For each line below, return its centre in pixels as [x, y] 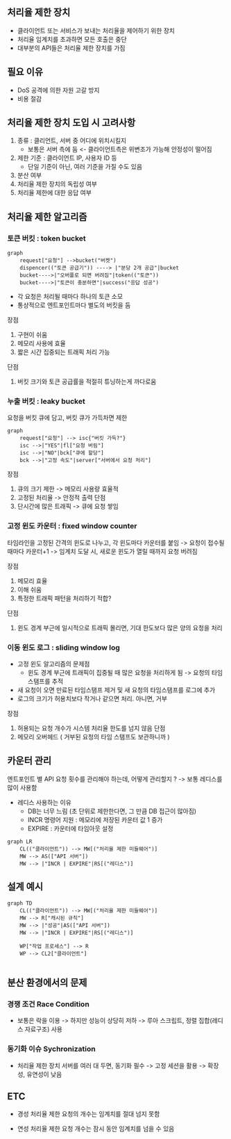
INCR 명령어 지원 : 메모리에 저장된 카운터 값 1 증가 [95, 819]
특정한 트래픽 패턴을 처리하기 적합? [64, 598]
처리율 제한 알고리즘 [47, 216]
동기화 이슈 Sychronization [51, 1049]
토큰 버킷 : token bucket [47, 238]
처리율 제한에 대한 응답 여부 [54, 192]
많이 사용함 [22, 787]
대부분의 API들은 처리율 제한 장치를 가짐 [71, 48]
